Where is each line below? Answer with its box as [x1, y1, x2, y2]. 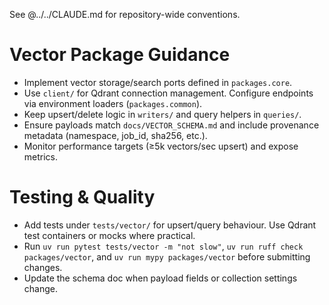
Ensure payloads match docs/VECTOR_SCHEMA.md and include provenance [23, 119, 320, 131]
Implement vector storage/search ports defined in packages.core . [23, 76, 293, 88]
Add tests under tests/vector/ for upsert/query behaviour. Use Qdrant [23, 219, 317, 231]
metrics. [23, 150, 59, 163]
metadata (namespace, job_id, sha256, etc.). [23, 129, 208, 141]
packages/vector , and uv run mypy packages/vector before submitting [23, 250, 311, 263]
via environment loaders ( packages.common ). [23, 97, 203, 109]
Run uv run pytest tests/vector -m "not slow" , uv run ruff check [23, 240, 304, 252]
